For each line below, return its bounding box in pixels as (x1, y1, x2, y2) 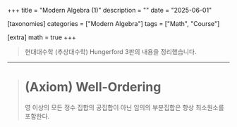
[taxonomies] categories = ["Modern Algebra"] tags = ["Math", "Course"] (7, 20, 220, 27)
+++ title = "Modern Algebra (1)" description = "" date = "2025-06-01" (7, 6, 212, 14)
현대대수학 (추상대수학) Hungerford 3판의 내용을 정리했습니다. (24, 48, 197, 55)
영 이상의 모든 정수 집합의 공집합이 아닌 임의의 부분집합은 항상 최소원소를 (24, 103, 224, 112)
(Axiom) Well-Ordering (24, 79, 162, 95)
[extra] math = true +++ (7, 33, 76, 41)
